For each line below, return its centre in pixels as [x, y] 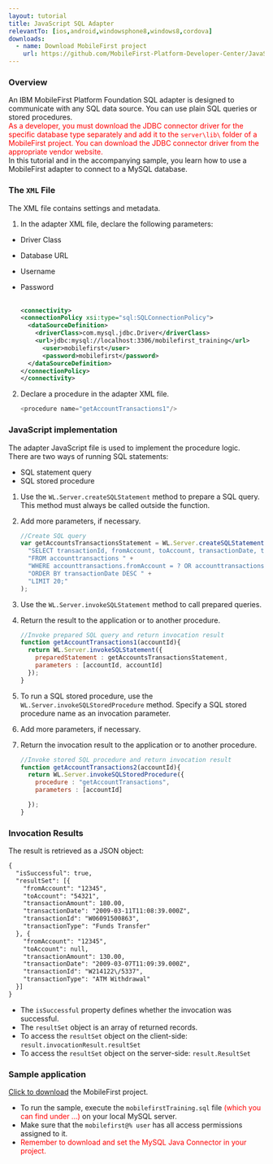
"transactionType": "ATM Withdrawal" [87, 979]
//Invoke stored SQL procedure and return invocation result [126, 759]
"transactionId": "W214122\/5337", [83, 972]
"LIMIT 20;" [48, 581]
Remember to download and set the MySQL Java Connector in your [133, 1142]
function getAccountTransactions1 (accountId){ [100, 643]
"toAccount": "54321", [61, 896]
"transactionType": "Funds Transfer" [87, 926]
